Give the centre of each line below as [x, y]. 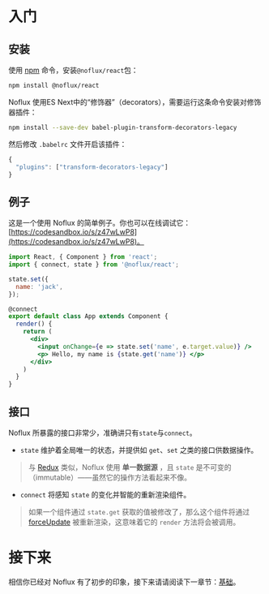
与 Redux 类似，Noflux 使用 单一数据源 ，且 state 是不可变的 [130, 467]
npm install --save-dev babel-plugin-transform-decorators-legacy [123, 127]
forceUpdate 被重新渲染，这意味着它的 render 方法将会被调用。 [134, 522]
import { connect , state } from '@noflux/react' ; [94, 265]
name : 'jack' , [39, 286]
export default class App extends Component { [88, 316]
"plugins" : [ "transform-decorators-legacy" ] [92, 167]
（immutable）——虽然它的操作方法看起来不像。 [110, 477]
